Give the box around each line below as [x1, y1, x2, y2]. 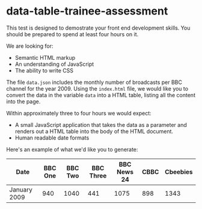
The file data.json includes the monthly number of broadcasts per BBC [6, 79, 182, 86]
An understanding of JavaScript [14, 60, 94, 68]
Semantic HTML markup [14, 54, 76, 61]
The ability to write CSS [14, 66, 74, 74]
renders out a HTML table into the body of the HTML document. [14, 127, 173, 135]
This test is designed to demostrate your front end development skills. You [6, 24, 191, 31]
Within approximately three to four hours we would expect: [6, 109, 151, 117]
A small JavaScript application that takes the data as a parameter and [14, 121, 188, 128]
